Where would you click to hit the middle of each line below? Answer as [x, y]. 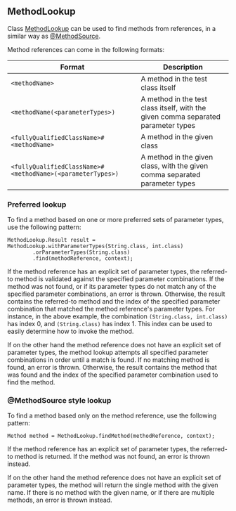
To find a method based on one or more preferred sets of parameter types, [116, 220]
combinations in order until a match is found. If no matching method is [109, 360]
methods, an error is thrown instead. [60, 500]
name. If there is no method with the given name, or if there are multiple [111, 493]
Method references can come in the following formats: [86, 49]
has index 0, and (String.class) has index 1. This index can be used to [110, 324]
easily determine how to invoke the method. [71, 331]
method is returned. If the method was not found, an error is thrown [112, 457]
